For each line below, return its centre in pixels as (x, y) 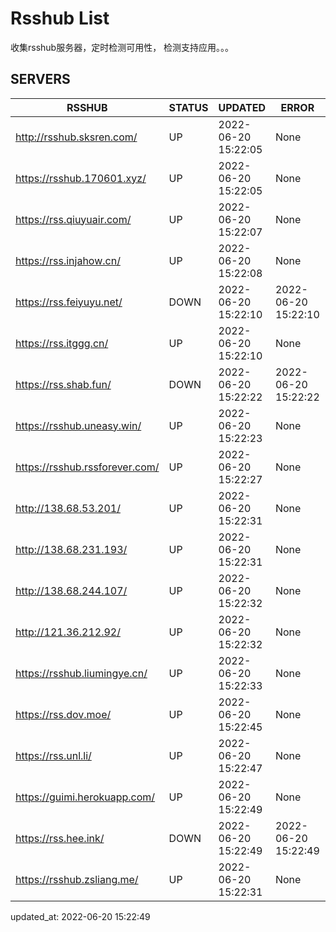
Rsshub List (60, 18)
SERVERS (40, 79)
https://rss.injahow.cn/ (68, 260)
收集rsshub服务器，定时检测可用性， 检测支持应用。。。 (122, 47)
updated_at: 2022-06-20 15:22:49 (80, 916)
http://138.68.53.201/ (68, 508)
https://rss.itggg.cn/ (62, 343)
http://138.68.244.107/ (71, 590)
